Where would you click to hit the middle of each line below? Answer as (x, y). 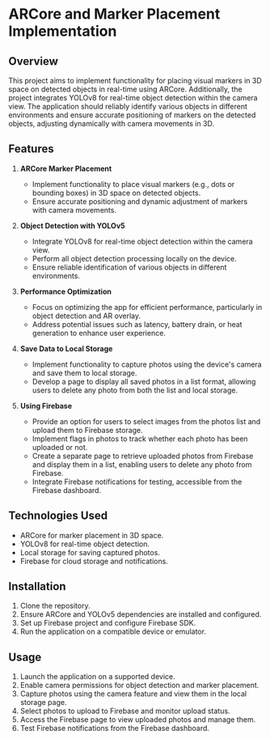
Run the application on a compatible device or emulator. (113, 631)
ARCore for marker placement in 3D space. (92, 535)
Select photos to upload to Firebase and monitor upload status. (125, 711)
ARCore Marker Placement (66, 168)
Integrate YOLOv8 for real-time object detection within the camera (142, 241)
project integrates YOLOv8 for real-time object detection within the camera (133, 98)
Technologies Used (58, 516)
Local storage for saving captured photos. (90, 552)
